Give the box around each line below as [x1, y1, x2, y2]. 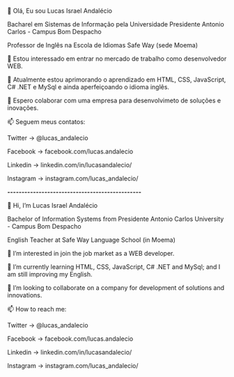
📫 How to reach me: [7, 305, 67, 313]
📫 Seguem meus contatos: [7, 118, 86, 125]
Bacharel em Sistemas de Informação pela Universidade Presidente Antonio [7, 20, 224, 28]
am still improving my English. [7, 270, 93, 278]
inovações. [7, 104, 39, 111]
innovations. [7, 291, 42, 299]
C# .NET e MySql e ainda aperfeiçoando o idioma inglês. [7, 83, 169, 91]
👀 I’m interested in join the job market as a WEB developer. [7, 249, 175, 257]
